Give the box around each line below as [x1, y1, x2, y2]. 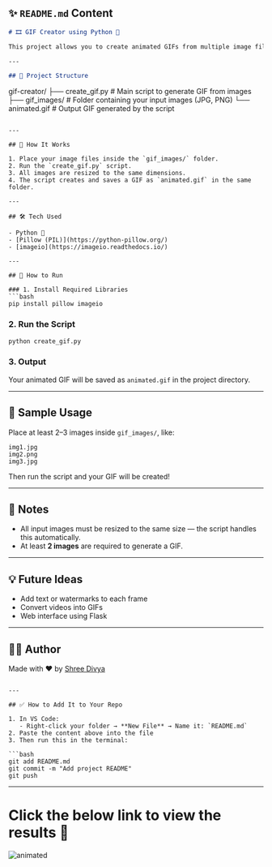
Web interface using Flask [19, 612, 108, 621]
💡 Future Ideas [8, 572, 83, 586]
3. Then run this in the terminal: [8, 736, 129, 745]
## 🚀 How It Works [8, 141, 70, 149]
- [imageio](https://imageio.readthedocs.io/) [8, 243, 168, 251]
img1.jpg [8, 443, 38, 451]
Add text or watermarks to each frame [19, 594, 148, 603]
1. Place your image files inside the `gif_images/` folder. [8, 155, 219, 163]
